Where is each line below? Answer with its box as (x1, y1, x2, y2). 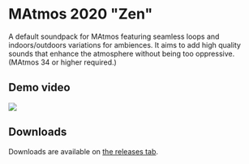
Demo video (8, 81, 71, 95)
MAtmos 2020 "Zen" (8, 5, 153, 23)
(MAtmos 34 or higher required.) (8, 57, 118, 67)
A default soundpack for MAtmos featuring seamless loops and (8, 32, 220, 41)
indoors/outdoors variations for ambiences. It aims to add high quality (8, 40, 242, 49)
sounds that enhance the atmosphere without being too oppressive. (8, 48, 235, 58)
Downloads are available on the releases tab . (8, 146, 158, 156)
